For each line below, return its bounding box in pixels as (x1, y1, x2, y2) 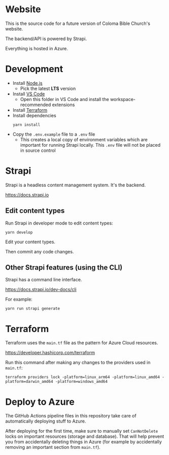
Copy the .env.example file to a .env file (12, 131, 95, 137)
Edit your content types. (5, 239, 56, 245)
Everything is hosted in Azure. (5, 45, 69, 51)
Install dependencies (12, 112, 57, 118)
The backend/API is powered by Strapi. (5, 36, 87, 42)
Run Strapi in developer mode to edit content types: (5, 220, 113, 226)
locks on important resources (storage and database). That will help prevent (5, 433, 164, 440)
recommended (20, 102, 51, 108)
